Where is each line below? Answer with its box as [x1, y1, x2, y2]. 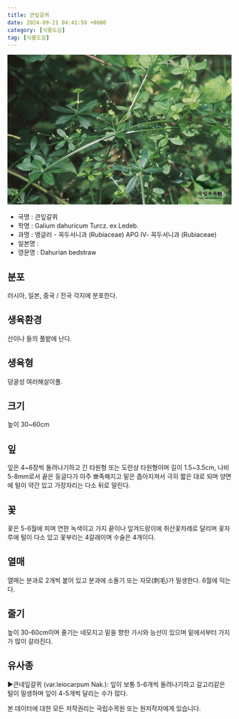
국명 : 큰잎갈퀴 [17, 213, 58, 221]
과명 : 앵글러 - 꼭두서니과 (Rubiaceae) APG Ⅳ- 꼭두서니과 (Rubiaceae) [17, 230, 217, 239]
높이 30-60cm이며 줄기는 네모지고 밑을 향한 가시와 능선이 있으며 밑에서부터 [7, 628, 217, 637]
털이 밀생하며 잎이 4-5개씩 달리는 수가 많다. [7, 688, 128, 697]
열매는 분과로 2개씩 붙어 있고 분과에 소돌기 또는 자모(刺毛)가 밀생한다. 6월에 [7, 576, 218, 585]
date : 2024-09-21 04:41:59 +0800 [7, 18, 107, 26]
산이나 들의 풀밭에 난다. [7, 334, 73, 343]
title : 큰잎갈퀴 [7, 11, 50, 18]
